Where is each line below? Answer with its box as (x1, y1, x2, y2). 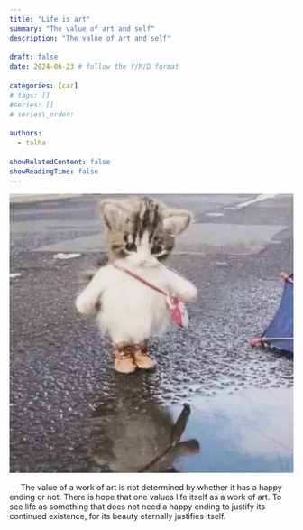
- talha (17, 138, 47, 148)
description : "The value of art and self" (9, 33, 171, 42)
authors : (9, 129, 42, 138)
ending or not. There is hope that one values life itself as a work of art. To (9, 491, 282, 502)
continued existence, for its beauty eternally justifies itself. (9, 510, 226, 521)
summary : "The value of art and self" (9, 23, 155, 33)
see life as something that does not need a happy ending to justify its (9, 501, 266, 512)
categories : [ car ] (9, 81, 78, 90)
